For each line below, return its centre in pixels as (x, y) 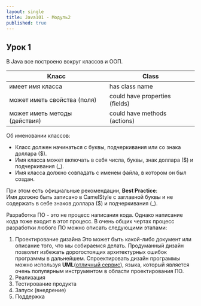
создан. (25, 179)
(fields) (119, 104)
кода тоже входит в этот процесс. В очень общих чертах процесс (90, 222)
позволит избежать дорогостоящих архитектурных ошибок (91, 252)
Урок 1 (19, 47)
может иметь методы (41, 113)
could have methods (138, 113)
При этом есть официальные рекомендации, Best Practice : (82, 191)
